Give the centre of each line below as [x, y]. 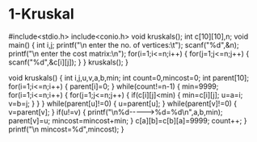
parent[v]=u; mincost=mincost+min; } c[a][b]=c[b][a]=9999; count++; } [128, 120]
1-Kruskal [41, 14]
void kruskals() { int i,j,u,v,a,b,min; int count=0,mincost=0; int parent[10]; [128, 77]
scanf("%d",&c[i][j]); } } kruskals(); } [69, 62]
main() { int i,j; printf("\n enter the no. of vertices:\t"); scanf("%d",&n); [124, 44]
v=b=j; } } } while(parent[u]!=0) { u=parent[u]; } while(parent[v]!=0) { [122, 103]
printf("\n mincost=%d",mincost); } [66, 129]
